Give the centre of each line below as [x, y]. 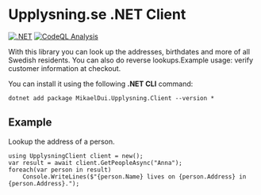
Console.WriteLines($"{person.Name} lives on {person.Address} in [134, 176]
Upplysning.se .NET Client [97, 15]
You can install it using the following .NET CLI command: [101, 84]
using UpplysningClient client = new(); [76, 156]
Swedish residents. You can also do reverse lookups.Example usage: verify [131, 60]
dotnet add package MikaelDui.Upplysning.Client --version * [111, 98]
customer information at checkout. [65, 68]
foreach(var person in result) [60, 170]
